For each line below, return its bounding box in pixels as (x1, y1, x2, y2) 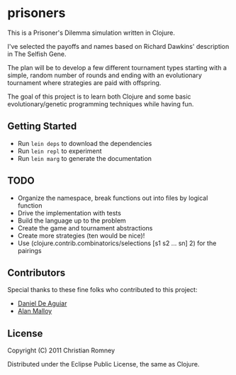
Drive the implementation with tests (17, 208, 122, 217)
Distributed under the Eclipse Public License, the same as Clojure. (7, 360, 200, 369)
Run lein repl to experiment (17, 147, 102, 155)
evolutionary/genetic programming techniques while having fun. (7, 99, 194, 108)
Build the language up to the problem (17, 216, 126, 225)
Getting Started (7, 121, 77, 133)
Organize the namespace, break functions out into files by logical (17, 194, 208, 202)
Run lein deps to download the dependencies (17, 139, 152, 147)
